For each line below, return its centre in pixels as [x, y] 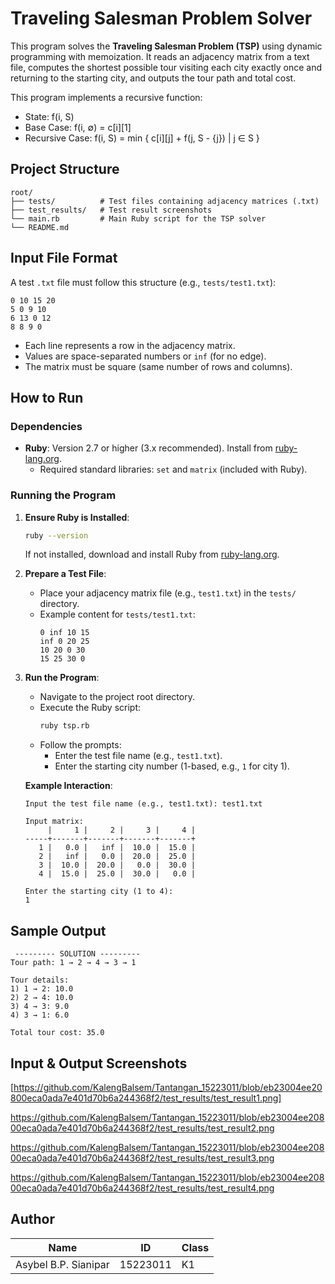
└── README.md [40, 227]
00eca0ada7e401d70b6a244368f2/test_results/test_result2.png [142, 1128]
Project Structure [65, 169]
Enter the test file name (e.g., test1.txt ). [138, 756]
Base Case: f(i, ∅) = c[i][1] [78, 127]
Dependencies [46, 426]
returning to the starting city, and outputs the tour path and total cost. [153, 78]
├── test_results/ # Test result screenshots [111, 210]
